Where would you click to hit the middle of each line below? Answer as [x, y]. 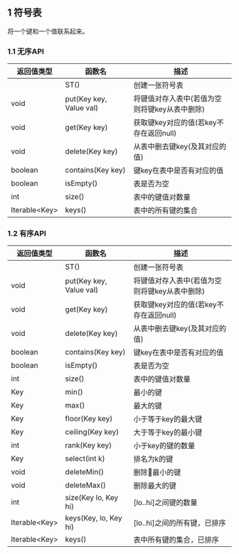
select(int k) [85, 459]
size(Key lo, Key [92, 498]
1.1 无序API [26, 51]
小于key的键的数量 [164, 446]
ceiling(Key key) [92, 432]
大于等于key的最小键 [168, 433]
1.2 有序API [27, 234]
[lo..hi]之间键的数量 [165, 503]
